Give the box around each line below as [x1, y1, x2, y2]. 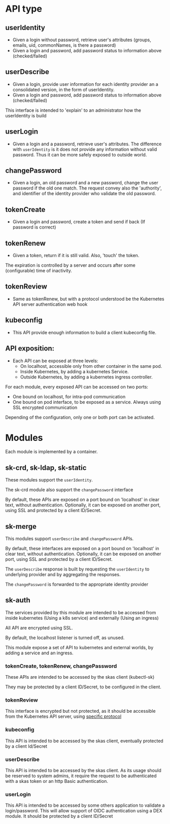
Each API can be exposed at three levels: [12, 358, 98, 364]
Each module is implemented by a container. [5, 449, 98, 455]
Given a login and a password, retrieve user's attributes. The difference [12, 141, 162, 147]
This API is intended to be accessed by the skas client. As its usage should [5, 768, 161, 774]
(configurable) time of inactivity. [5, 268, 72, 274]
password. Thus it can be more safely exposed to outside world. [12, 151, 147, 157]
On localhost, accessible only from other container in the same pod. [20, 363, 162, 369]
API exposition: [5, 344, 55, 353]
